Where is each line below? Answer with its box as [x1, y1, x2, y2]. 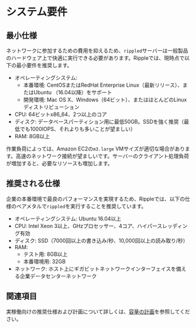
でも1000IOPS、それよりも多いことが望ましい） [19, 125, 136, 132]
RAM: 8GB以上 [14, 133, 50, 139]
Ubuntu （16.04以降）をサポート [33, 89, 112, 95]
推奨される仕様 [6, 179, 60, 189]
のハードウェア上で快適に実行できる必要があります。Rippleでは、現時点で [6, 54, 185, 61]
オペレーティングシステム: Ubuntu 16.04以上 [14, 215, 122, 222]
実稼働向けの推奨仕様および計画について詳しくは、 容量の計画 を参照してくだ [6, 308, 190, 315]
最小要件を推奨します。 [16, 62, 73, 69]
